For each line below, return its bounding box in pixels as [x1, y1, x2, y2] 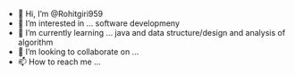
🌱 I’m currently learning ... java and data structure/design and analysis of [17, 28, 286, 37]
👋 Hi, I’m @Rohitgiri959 [17, 9, 104, 19]
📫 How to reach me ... [17, 56, 101, 67]
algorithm [17, 37, 54, 47]
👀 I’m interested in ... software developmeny [17, 18, 181, 29]
